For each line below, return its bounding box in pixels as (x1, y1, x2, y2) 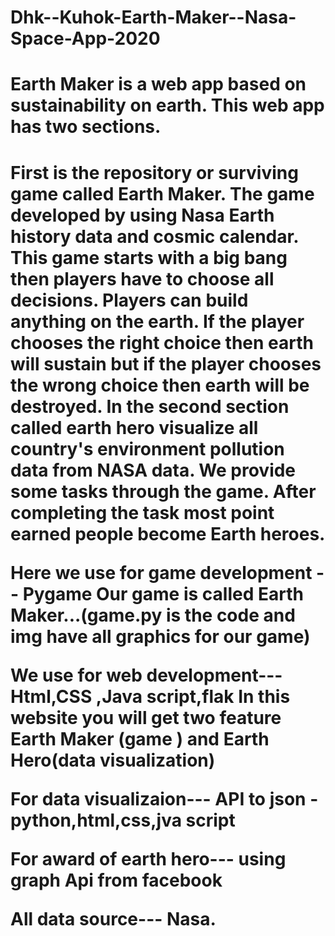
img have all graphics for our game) (10, 625, 311, 648)
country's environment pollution (10, 437, 285, 460)
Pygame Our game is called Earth (22, 582, 304, 605)
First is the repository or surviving (10, 161, 299, 184)
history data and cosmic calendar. (10, 225, 299, 248)
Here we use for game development (10, 561, 313, 584)
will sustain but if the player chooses (10, 352, 322, 375)
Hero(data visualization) (10, 749, 216, 771)
